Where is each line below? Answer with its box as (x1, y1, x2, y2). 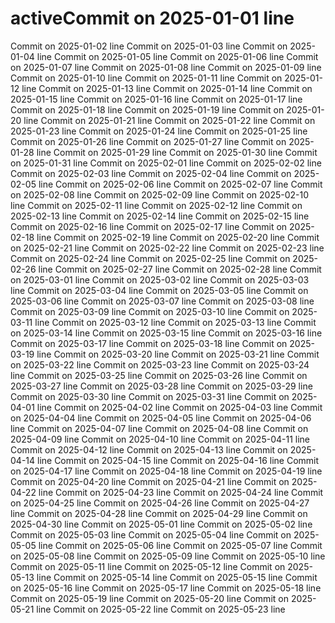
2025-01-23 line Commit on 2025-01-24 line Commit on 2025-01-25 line (10, 125, 308, 137)
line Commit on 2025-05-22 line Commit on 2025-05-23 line (36, 603, 286, 615)
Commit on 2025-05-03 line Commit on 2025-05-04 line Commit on (10, 528, 292, 541)
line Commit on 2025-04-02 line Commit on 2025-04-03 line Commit (36, 401, 323, 413)
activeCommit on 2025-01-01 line (10, 7, 295, 30)
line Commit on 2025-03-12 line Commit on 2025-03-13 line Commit (34, 316, 317, 328)
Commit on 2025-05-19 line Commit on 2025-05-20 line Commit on (10, 592, 289, 604)
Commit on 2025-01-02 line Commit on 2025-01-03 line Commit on (10, 40, 288, 52)
